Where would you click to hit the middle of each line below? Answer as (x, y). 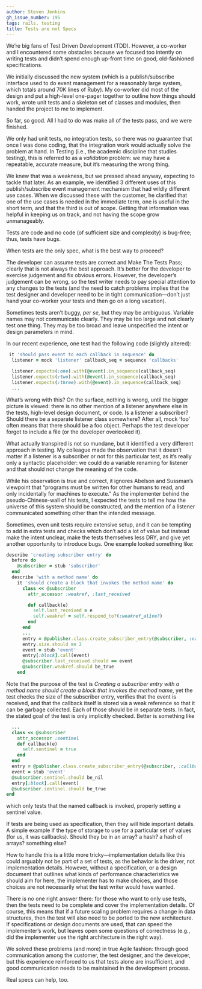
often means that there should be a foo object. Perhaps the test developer (98, 425)
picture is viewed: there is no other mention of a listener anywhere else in (97, 406)
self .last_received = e (63, 610)
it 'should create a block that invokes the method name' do (95, 583)
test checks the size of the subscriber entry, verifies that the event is (91, 696)
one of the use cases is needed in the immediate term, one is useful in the (98, 202)
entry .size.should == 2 (52, 644)
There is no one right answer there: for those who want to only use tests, (96, 899)
